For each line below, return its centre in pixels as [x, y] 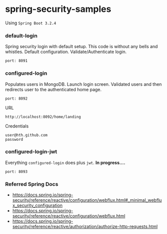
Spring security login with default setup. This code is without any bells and [82, 47]
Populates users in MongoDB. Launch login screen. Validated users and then [83, 84]
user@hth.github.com [27, 135]
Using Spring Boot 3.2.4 [31, 23]
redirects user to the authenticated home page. [53, 89]
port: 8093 [16, 172]
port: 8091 [16, 61]
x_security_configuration [38, 205]
